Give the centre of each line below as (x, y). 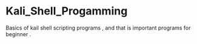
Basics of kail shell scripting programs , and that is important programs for (98, 28)
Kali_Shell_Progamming (67, 11)
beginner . (18, 34)
